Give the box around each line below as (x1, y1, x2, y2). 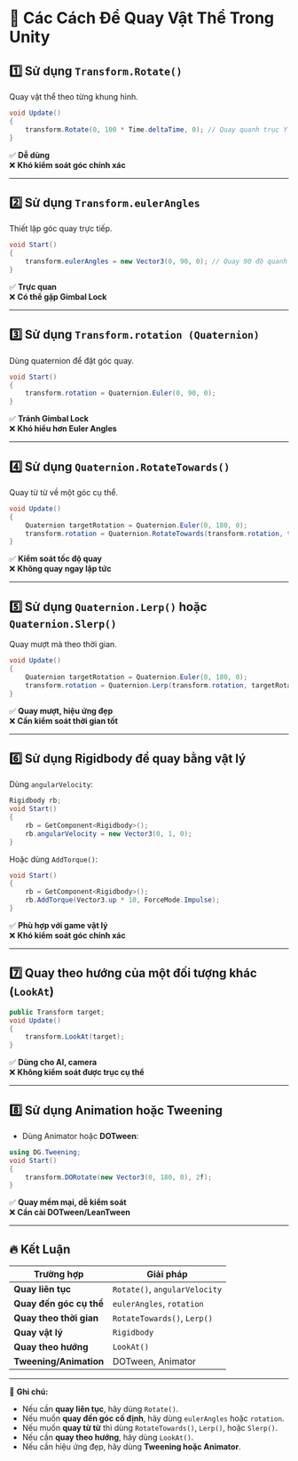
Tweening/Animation (13, 1355, 105, 1368)
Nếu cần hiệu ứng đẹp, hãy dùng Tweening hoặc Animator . (21, 1441, 241, 1452)
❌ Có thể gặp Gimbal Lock (9, 291, 107, 301)
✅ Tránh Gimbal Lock (9, 413, 89, 424)
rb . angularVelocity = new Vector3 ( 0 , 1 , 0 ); (25, 829, 192, 839)
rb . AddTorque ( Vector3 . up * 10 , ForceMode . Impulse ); (25, 895, 220, 905)
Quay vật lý (13, 1327, 64, 1339)
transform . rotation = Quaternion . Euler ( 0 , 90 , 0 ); (25, 389, 216, 398)
